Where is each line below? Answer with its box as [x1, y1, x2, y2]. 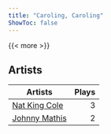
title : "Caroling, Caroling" [8, 11, 104, 20]
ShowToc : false [8, 19, 58, 27]
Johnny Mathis [12, 113, 67, 124]
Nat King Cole [12, 100, 64, 111]
